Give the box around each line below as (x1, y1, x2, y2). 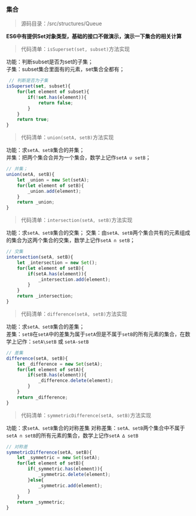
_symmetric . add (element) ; (38, 482, 103, 488)
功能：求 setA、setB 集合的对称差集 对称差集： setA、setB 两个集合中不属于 (6, 424, 185, 432)
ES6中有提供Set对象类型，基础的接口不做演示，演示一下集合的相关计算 (6, 33, 182, 40)
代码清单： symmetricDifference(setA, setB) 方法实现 (20, 411, 151, 418)
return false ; (38, 100, 73, 106)
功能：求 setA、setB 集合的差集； (6, 323, 85, 330)
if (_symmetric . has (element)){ (27, 466, 103, 472)
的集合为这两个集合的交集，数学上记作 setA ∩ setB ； (6, 236, 136, 244)
